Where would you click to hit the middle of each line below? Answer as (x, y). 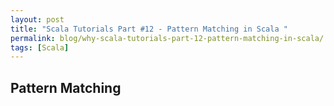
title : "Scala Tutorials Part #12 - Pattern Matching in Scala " (149, 29)
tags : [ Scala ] (40, 47)
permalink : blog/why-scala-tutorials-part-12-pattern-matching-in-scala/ (167, 38)
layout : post (37, 19)
